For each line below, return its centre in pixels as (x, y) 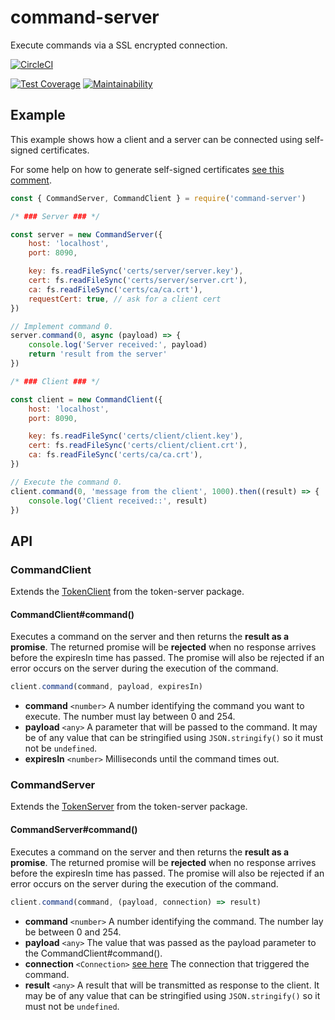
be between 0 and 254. (73, 932)
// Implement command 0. (62, 326)
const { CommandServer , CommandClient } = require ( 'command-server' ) (158, 198)
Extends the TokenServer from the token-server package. (129, 807)
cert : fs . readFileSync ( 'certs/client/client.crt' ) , (138, 446)
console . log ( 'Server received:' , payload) (118, 345)
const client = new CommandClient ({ (86, 399)
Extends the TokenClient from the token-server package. (127, 592)
